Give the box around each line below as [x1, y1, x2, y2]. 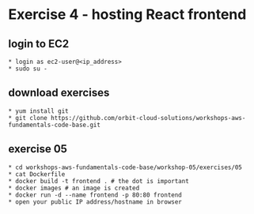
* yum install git [8, 107, 69, 115]
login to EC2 [8, 37, 70, 51]
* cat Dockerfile [8, 170, 66, 178]
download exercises [8, 86, 110, 99]
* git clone [8, 114, 47, 122]
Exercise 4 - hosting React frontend [8, 6, 247, 24]
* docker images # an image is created [8, 184, 140, 192]
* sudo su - [8, 65, 47, 73]
